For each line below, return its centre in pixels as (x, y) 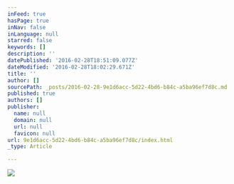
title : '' (22, 73)
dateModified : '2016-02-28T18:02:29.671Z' (71, 67)
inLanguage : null (33, 34)
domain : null (33, 120)
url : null (28, 127)
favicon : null (34, 133)
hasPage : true (28, 21)
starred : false (30, 41)
